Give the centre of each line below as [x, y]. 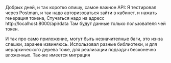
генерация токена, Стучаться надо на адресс [55, 18]
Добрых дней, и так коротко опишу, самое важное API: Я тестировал [81, 7]
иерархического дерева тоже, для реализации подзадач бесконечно [81, 50]
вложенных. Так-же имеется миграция [48, 55]
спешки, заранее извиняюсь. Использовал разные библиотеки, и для [81, 44]
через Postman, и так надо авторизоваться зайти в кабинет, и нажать [81, 13]
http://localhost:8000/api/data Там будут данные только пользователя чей [86, 23]
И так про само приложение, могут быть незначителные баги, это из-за [84, 39]
